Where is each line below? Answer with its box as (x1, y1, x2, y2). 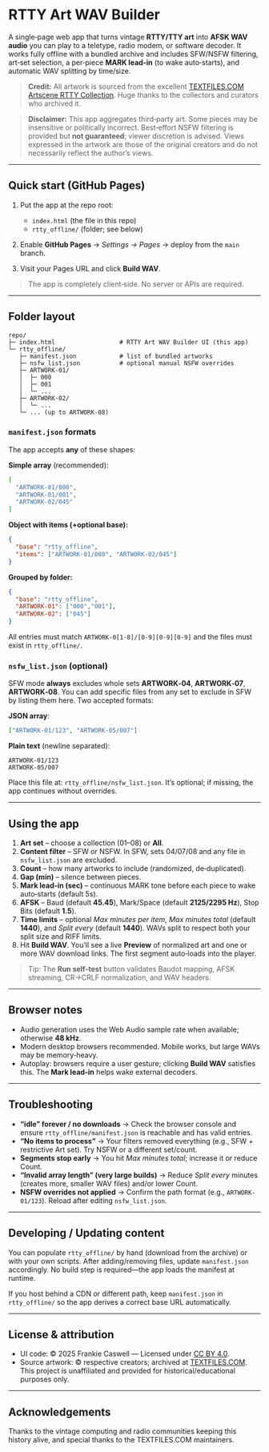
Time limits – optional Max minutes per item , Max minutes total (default (19, 915, 256, 925)
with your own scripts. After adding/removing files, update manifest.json (8, 1256, 249, 1265)
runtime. (8, 1273, 36, 1282)
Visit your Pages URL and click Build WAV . (19, 263, 161, 273)
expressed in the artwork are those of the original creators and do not (27, 139, 259, 149)
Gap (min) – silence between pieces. (19, 872, 142, 882)
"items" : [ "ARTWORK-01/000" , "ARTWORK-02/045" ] (15, 550, 178, 558)
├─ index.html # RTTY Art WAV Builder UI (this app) (8, 338, 249, 346)
